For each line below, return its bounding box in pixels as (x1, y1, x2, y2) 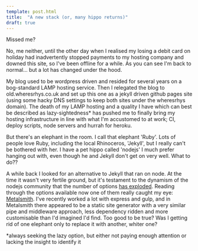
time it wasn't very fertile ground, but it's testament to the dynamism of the (6, 176, 189, 184)
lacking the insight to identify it (6, 239, 82, 246)
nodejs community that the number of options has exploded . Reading (6, 183, 175, 190)
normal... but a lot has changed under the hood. (6, 66, 122, 74)
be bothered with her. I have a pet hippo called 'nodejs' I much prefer (6, 146, 174, 153)
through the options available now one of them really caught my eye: (6, 189, 173, 196)
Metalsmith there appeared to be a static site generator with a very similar (6, 202, 186, 209)
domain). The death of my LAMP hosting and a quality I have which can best (6, 103, 192, 110)
